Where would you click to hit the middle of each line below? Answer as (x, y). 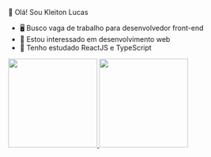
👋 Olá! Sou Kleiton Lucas (48, 12)
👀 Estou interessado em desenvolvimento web (95, 39)
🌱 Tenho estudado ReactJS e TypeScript (85, 48)
